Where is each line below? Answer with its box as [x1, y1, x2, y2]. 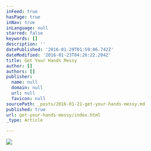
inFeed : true [6, 8, 38, 15]
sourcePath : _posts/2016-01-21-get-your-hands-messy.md [6, 101, 145, 107]
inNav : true [6, 19, 35, 25]
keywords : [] [6, 36, 38, 42]
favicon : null [11, 95, 46, 101]
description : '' [6, 42, 46, 47]
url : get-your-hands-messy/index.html [6, 112, 101, 118]
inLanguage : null [6, 25, 49, 31]
